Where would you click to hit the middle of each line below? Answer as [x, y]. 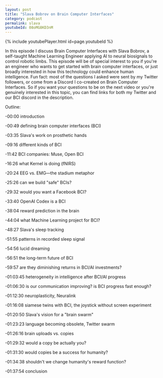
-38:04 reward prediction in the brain [42, 211]
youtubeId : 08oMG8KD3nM [29, 28]
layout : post [18, 9]
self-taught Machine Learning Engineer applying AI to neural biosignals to [79, 56]
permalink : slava [23, 23]
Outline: [13, 107]
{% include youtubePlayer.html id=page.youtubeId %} [59, 41]
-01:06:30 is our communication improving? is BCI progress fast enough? [78, 286]
